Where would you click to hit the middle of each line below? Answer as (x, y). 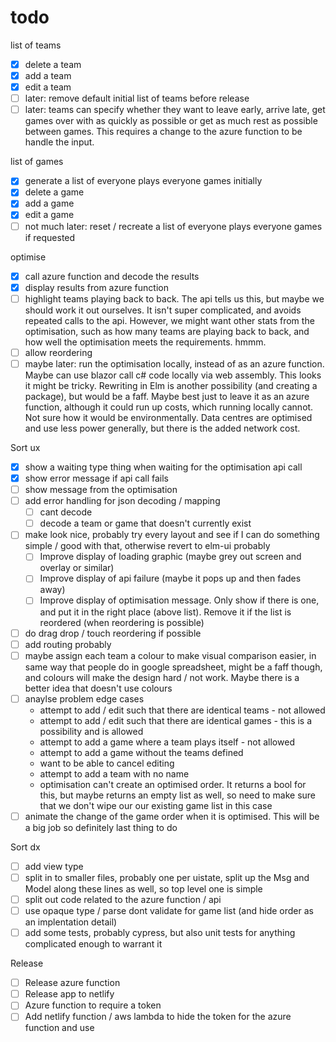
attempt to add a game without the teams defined (141, 752)
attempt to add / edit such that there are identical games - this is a (176, 720)
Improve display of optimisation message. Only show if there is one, (179, 600)
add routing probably (68, 644)
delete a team (53, 64)
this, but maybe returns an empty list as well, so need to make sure (178, 795)
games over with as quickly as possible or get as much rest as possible (171, 121)
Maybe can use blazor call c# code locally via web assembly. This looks (173, 375)
